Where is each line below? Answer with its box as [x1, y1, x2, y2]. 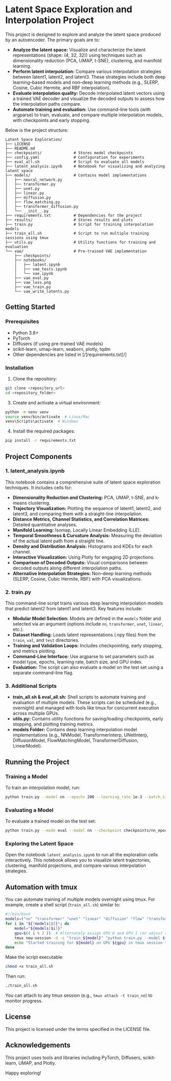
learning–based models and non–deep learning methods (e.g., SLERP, [12, 79, 159, 85]
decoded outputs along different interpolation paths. [12, 565, 123, 571]
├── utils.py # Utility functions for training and [5, 239, 156, 245]
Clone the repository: [12, 375, 58, 381]
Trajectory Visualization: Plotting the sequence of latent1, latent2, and [12, 505, 161, 511]
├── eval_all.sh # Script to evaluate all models [5, 159, 145, 164]
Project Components [5, 452, 72, 461]
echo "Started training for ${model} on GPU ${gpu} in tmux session [14, 940, 163, 945]
